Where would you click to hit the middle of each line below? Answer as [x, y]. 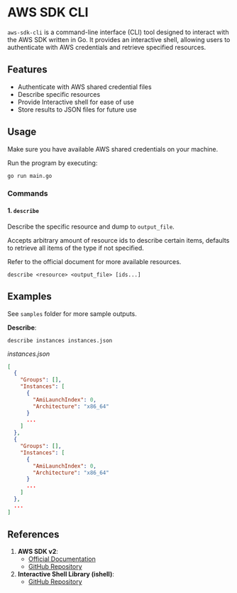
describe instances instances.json [60, 340]
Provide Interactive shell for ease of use [76, 102]
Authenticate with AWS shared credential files [84, 87]
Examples [29, 296]
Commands [28, 194]
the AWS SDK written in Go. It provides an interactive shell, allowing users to [119, 39]
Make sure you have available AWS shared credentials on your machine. [113, 149]
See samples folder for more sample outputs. [72, 313]
